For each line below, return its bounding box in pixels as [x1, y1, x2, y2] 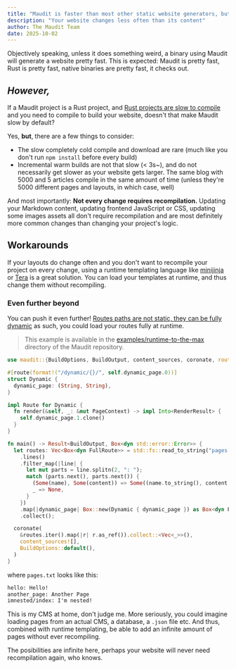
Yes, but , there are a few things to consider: [7, 132, 135, 141]
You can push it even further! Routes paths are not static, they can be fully [7, 314, 223, 323]
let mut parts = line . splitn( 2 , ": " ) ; [25, 466, 143, 474]
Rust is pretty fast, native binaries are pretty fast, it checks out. [7, 64, 190, 73]
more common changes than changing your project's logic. [7, 219, 178, 227]
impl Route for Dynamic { [7, 401, 83, 408]
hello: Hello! [7, 584, 49, 592]
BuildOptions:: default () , [20, 545, 96, 552]
